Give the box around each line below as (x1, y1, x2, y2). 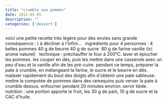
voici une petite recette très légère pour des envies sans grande (5, 35, 137, 41)
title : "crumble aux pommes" (5, 7, 66, 13)
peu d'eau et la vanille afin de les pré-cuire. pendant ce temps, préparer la (5, 62, 159, 68)
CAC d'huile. (5, 94, 31, 100)
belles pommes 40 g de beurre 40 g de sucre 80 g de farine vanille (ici (5, 46, 153, 52)
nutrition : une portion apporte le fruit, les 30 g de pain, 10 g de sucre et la (5, 88, 158, 94)
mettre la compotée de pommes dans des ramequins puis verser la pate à (5, 78, 157, 84)
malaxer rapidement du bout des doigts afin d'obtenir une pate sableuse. (5, 72, 156, 78)
